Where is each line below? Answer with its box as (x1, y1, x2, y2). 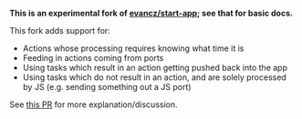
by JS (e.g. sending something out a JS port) (22, 82, 192, 92)
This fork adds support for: (9, 25, 111, 35)
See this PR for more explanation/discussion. (9, 99, 178, 110)
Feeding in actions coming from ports (22, 53, 164, 63)
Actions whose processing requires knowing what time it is (22, 43, 245, 54)
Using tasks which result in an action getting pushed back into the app (22, 63, 287, 73)
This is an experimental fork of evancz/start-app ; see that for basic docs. (9, 8, 294, 18)
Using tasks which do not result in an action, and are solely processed (22, 72, 287, 83)
